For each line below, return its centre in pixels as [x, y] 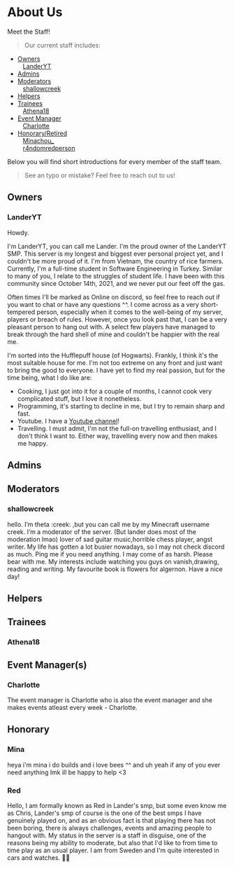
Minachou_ [38, 140]
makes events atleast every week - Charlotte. [72, 708]
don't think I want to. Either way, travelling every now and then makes [117, 436]
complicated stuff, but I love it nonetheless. [79, 398]
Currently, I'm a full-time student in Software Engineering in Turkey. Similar [115, 268]
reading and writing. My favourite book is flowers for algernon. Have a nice [115, 569]
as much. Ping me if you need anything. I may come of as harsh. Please [110, 554]
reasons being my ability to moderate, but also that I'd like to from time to [112, 843]
